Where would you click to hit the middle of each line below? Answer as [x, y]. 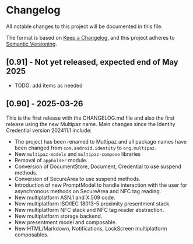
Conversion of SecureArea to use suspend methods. [78, 179]
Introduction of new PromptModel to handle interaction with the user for [101, 185]
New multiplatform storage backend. [58, 216]
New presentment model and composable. [66, 222]
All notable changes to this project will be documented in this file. [85, 26]
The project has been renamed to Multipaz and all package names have [101, 141]
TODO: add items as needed [48, 85]
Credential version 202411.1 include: [49, 130]
